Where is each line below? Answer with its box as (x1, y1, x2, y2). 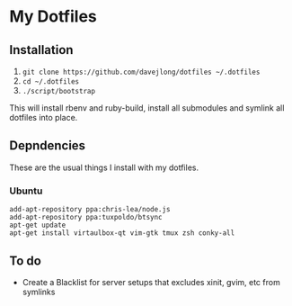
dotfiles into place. (9, 112, 78, 122)
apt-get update (9, 220, 66, 230)
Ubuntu (9, 184, 43, 197)
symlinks (22, 286, 56, 297)
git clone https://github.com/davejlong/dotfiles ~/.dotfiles (22, 67, 261, 76)
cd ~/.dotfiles (22, 77, 80, 86)
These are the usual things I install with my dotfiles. (9, 162, 199, 173)
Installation (9, 42, 74, 58)
